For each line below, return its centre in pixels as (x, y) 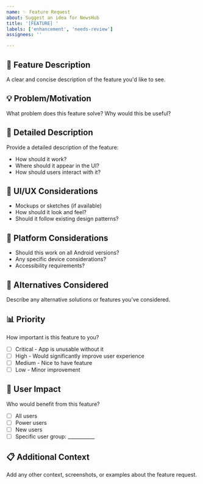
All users (26, 416)
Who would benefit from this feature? (53, 404)
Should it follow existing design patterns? (67, 219)
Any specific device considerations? (61, 259)
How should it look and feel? (51, 212)
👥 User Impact (34, 389)
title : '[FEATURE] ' (33, 23)
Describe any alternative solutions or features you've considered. (88, 299)
